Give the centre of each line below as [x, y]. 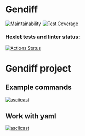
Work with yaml [31, 116]
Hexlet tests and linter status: [43, 37]
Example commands [38, 87]
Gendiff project [38, 69]
